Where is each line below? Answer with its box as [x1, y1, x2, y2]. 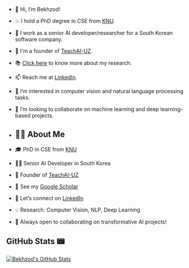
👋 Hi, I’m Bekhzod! [14, 6, 61, 13]
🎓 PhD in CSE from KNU [14, 145, 77, 153]
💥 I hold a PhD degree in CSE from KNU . [14, 17, 115, 24]
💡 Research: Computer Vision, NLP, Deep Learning [14, 206, 141, 213]
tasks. [14, 94, 30, 101]
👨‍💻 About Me [14, 129, 65, 139]
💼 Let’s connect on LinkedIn [14, 194, 84, 201]
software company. [14, 36, 63, 43]
